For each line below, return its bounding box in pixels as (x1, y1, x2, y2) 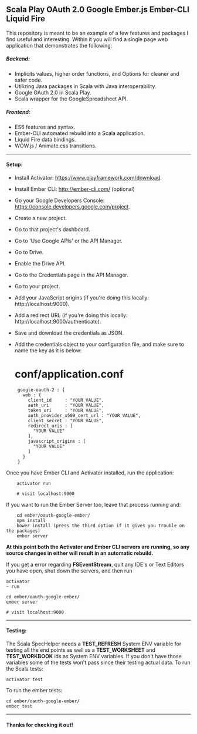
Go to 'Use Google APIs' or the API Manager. (14, 237, 123, 244)
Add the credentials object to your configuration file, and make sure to (14, 341, 185, 348)
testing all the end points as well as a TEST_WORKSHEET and (6, 647, 155, 654)
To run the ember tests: (6, 687, 63, 694)
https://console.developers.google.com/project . (14, 203, 131, 210)
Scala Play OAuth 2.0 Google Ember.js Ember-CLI (6, 5, 189, 15)
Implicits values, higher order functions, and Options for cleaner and (14, 70, 180, 77)
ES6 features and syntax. (14, 123, 76, 130)
